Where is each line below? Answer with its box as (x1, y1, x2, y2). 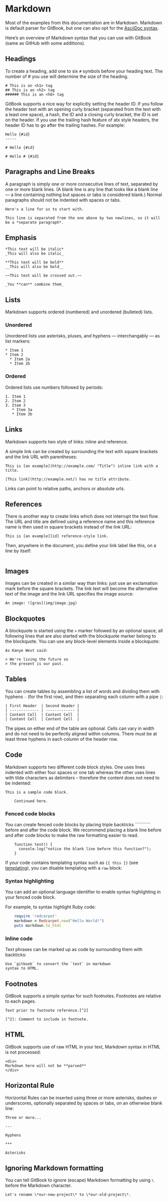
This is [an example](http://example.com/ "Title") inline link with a (5, 463, 158, 468)
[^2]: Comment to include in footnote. (5, 1016, 89, 1021)
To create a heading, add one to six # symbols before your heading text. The (5, 68, 163, 74)
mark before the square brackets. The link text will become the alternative (5, 585, 158, 591)
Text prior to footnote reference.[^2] (5, 1008, 89, 1013)
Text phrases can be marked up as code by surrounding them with (5, 947, 143, 953)
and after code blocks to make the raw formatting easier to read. (5, 832, 139, 838)
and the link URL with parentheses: (5, 454, 78, 460)
